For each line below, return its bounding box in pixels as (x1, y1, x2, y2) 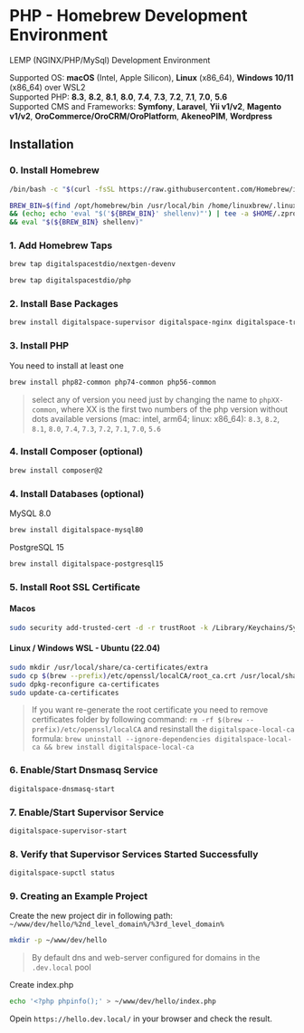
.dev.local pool (31, 961, 92, 973)
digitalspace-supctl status (9, 868, 116, 878)
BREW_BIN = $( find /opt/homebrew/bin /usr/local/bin (9, 201, 204, 210)
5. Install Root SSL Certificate (9, 580, 141, 593)
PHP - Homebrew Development (9, 5, 248, 26)
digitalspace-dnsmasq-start (9, 784, 116, 793)
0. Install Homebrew (9, 164, 100, 177)
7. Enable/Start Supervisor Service (9, 806, 165, 818)
